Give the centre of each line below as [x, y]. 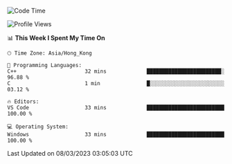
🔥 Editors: [23, 102]
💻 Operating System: [38, 127]
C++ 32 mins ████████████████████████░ [116, 71]
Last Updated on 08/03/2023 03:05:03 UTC [70, 153]
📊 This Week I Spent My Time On [56, 38]
